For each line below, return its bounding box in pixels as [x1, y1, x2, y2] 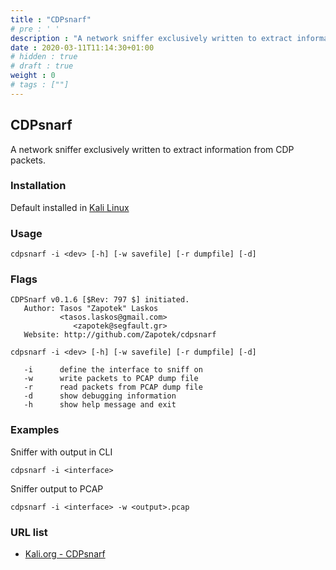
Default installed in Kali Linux [10, 201, 130, 213]
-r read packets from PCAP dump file [23, 382, 203, 393]
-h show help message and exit [23, 400, 177, 410]
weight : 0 [10, 71, 56, 81]
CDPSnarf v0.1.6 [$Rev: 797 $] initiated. [10, 295, 190, 305]
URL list [10, 525, 48, 539]
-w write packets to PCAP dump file [23, 374, 199, 384]
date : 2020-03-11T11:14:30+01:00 [10, 42, 155, 53]
